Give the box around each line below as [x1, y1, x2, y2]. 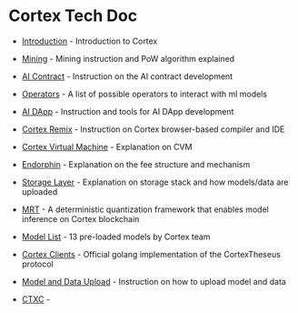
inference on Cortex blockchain [21, 213, 140, 224]
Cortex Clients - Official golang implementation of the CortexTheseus [21, 248, 281, 259]
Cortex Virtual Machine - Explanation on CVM [21, 141, 193, 152]
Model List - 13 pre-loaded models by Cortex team [21, 231, 211, 242]
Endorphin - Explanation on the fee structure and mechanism [21, 158, 251, 169]
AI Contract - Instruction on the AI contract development [21, 70, 233, 82]
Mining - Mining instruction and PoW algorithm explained [21, 53, 235, 64]
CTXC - [21, 293, 51, 305]
